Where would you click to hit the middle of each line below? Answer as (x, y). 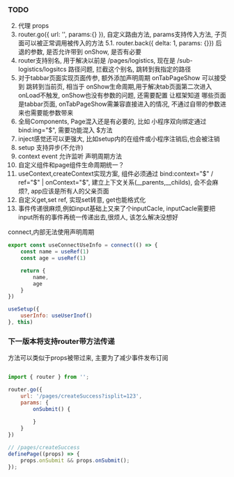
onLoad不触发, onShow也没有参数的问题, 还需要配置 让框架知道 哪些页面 (122, 95)
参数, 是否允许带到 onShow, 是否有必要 (86, 52)
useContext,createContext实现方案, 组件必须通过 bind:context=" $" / (116, 174)
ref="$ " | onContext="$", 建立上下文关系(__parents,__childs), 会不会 (115, 182)
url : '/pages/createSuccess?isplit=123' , (81, 396)
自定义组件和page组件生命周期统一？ (71, 165)
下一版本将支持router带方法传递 (62, 341)
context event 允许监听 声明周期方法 (70, 156)
